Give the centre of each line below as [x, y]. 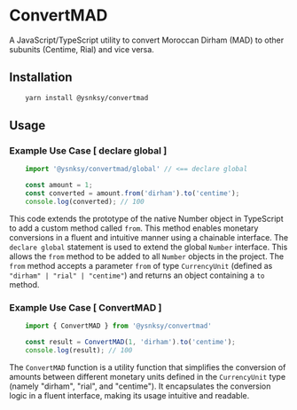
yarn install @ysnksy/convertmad [87, 98]
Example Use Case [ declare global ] [88, 150]
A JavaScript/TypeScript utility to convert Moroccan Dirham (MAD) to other [147, 40]
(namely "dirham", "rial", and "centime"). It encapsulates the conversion [140, 386]
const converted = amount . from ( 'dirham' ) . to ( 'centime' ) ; [133, 193]
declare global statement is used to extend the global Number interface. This [148, 247]
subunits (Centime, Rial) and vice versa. [82, 49]
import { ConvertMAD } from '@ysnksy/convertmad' [119, 326]
